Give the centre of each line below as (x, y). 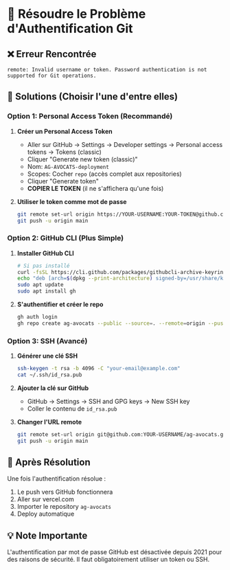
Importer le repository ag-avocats (64, 507)
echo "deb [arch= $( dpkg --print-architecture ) (85, 278)
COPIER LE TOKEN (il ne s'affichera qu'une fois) (95, 188)
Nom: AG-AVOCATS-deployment (68, 166)
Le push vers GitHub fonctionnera (65, 492)
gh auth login (37, 317)
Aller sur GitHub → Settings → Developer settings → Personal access (125, 144)
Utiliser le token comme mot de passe (72, 201)
